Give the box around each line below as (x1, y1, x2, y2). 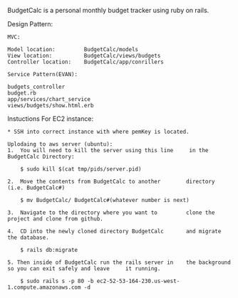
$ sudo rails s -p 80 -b (20, 277, 94, 284)
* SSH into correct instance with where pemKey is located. (7, 128, 190, 135)
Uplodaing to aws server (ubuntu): (7, 141, 113, 148)
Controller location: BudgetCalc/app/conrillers (7, 58, 164, 65)
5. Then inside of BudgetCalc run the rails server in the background (7, 259, 232, 266)
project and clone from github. (7, 215, 103, 223)
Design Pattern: (7, 20, 53, 28)
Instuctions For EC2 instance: (7, 115, 94, 123)
